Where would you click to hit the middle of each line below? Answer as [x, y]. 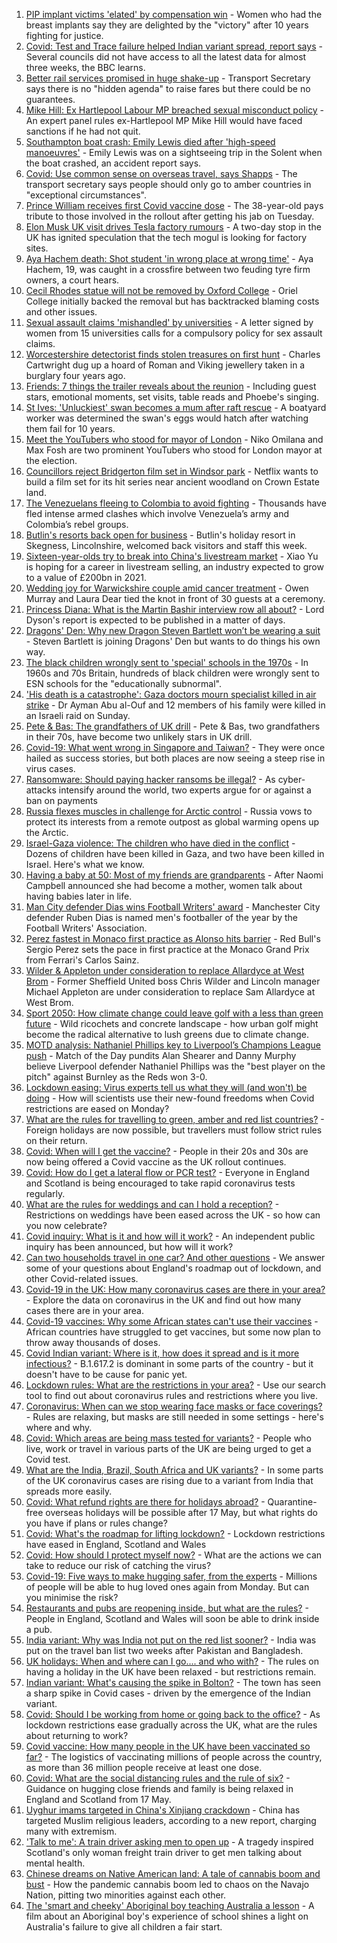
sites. [37, 248]
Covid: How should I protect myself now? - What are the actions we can [174, 1555]
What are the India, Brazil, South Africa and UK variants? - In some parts [174, 1470]
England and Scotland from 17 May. [98, 1799]
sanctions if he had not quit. [83, 131]
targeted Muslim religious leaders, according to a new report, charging [171, 1820]
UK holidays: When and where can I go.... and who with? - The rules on [172, 1661]
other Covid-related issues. [82, 1278]
